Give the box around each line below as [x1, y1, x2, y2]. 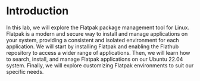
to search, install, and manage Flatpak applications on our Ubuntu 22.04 [6, 55, 183, 63]
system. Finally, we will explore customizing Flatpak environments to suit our [6, 61, 194, 69]
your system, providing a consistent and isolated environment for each [6, 36, 180, 43]
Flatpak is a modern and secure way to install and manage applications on [6, 30, 188, 37]
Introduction [6, 4, 69, 18]
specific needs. [6, 68, 44, 75]
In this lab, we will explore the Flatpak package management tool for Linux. [6, 24, 189, 31]
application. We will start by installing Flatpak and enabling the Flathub [6, 43, 179, 50]
